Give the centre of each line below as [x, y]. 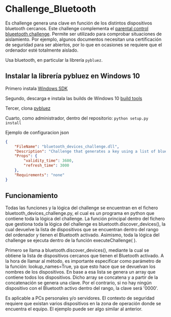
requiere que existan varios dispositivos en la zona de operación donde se [83, 304]
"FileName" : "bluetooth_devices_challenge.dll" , [67, 147]
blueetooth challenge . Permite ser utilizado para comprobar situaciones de [83, 34]
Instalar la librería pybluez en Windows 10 [73, 76]
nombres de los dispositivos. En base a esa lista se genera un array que [81, 272]
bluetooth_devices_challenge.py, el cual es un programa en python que [80, 213]
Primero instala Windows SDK [36, 88]
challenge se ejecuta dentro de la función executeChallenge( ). [71, 240]
